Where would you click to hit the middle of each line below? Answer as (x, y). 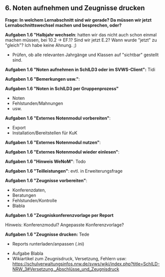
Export (19, 127)
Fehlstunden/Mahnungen (38, 103)
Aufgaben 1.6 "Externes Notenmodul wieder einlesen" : (62, 152)
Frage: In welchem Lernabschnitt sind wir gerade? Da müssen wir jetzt (78, 20)
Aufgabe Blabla (27, 253)
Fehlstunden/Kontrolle (35, 200)
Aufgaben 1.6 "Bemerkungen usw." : (42, 79)
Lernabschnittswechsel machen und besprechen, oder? (63, 25)
